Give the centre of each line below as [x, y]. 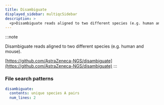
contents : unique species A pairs [44, 93]
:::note [11, 37]
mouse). [13, 52]
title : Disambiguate [26, 9]
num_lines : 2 [23, 98]
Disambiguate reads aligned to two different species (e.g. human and [74, 46]
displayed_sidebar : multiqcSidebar [41, 14]
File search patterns [29, 79]
